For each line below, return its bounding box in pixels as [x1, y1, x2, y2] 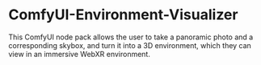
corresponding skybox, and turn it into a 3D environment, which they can [8, 40, 252, 50]
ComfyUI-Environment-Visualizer [8, 6, 238, 24]
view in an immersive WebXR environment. [8, 49, 151, 59]
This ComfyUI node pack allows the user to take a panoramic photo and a [8, 32, 254, 42]
